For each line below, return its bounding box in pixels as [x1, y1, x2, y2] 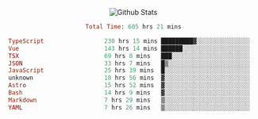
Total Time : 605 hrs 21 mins [85, 23, 182, 31]
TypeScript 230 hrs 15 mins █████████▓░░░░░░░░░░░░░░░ [8, 36, 250, 45]
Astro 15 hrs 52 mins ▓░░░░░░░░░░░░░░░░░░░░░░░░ [8, 82, 250, 90]
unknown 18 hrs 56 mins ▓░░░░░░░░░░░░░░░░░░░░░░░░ [8, 74, 250, 83]
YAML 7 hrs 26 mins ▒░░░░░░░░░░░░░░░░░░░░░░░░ [8, 103, 250, 111]
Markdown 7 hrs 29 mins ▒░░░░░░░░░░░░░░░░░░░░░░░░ [8, 96, 250, 104]
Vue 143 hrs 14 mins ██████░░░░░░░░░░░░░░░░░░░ [8, 44, 250, 52]
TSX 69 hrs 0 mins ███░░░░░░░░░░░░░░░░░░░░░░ [8, 52, 250, 59]
